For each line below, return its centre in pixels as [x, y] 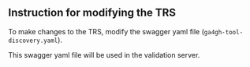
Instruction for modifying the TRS [92, 13]
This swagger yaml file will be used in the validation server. [104, 55]
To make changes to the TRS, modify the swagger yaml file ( [106, 31]
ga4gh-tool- [224, 32]
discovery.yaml [33, 41]
